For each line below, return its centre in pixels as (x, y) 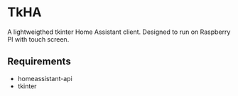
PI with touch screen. (38, 39)
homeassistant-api (45, 78)
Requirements (39, 62)
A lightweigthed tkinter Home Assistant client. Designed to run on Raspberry (119, 32)
